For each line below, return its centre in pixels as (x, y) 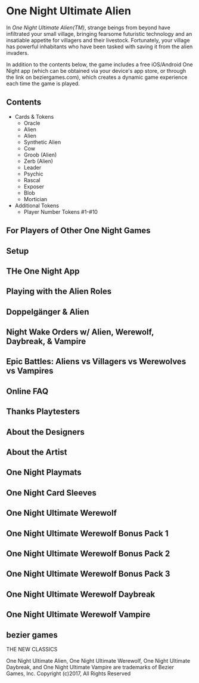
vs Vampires (30, 371)
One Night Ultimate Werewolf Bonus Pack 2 (88, 554)
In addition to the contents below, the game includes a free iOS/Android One (99, 64)
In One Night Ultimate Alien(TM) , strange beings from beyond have (88, 27)
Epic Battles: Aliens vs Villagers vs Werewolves (96, 362)
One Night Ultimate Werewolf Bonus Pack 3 (88, 574)
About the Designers (46, 432)
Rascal (32, 180)
